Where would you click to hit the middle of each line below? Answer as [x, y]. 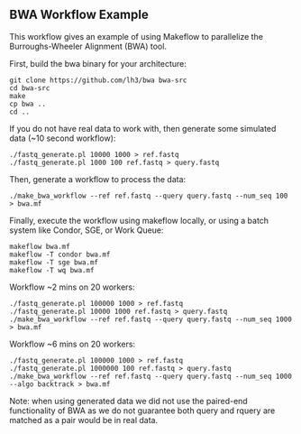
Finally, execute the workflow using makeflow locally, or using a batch [139, 220]
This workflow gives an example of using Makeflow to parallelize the [137, 36]
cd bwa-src [30, 88]
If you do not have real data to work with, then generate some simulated [143, 128]
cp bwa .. [28, 104]
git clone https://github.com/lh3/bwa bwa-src [98, 80]
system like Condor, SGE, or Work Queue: [87, 230]
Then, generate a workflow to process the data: [98, 179]
